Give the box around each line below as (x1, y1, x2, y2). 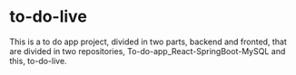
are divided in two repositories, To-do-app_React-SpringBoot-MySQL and (9, 45, 286, 56)
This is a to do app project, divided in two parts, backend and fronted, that (9, 36, 288, 47)
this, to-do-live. (9, 55, 67, 66)
